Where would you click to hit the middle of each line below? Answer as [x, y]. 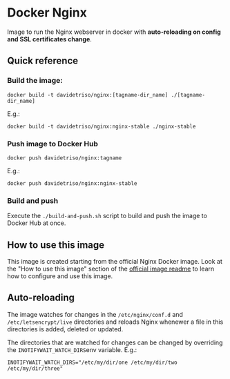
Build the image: [35, 81]
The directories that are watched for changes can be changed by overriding [115, 342]
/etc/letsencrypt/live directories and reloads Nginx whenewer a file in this [115, 322]
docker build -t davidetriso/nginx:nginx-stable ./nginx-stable [102, 126]
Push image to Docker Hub [53, 144]
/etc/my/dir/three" [35, 368]
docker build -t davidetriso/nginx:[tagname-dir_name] [88, 95]
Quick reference [43, 61]
